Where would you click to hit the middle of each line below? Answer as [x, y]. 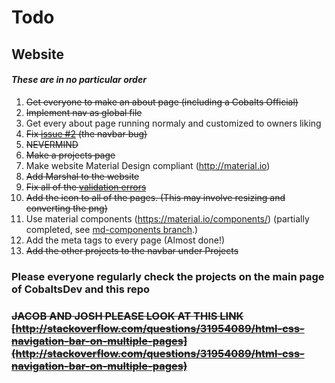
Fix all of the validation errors [86, 187]
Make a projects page [70, 155]
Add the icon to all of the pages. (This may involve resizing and [155, 197]
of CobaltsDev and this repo [81, 289]
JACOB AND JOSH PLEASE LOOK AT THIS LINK [127, 316]
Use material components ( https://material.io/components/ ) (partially [167, 218]
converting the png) [66, 208]
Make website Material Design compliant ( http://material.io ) [148, 165]
